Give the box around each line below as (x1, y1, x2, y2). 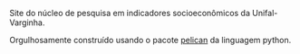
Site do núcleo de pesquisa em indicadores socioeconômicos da (9, 8, 251, 18)
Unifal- (252, 8, 278, 18)
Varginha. (9, 17, 45, 28)
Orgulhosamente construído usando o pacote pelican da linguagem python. (9, 35, 292, 45)
